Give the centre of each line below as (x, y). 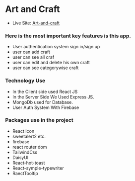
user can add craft (31, 52)
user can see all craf (33, 57)
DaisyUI (20, 157)
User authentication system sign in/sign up (56, 47)
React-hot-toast (29, 163)
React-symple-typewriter (38, 168)
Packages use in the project (39, 120)
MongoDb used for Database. (43, 102)
